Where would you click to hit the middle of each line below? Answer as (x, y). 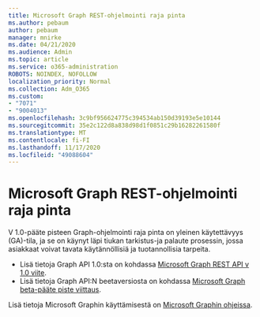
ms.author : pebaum (38, 23)
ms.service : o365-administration (63, 67)
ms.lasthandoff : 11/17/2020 (55, 147)
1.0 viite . (33, 273)
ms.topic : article (38, 60)
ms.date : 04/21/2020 (42, 45)
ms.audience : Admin (40, 52)
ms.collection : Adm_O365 (49, 89)
